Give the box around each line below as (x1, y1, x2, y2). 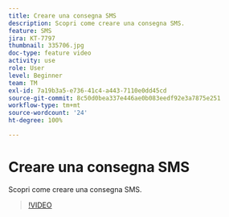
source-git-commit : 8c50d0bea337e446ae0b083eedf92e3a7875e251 (8, 94, 221, 102)
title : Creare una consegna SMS (8, 11, 117, 20)
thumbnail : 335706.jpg (8, 42, 84, 50)
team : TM (8, 79, 38, 87)
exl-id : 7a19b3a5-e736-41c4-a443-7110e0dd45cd (8, 86, 167, 95)
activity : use (8, 57, 56, 65)
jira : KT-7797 (8, 34, 56, 43)
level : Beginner (8, 72, 63, 80)
